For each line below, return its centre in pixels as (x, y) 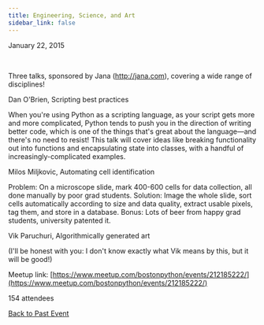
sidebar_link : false (42, 23)
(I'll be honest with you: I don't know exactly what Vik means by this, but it (128, 251)
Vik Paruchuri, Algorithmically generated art (79, 235)
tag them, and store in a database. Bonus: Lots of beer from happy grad (125, 212)
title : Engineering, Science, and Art (72, 15)
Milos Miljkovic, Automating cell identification (82, 172)
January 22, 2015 (36, 45)
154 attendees (31, 298)
